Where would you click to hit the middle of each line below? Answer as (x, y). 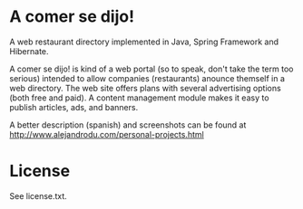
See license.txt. (39, 195)
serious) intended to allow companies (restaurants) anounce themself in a (147, 78)
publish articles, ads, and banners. (74, 107)
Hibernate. (29, 51)
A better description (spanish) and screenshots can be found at (128, 125)
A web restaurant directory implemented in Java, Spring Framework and (144, 42)
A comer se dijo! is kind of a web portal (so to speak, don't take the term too (151, 69)
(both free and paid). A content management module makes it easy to (139, 98)
